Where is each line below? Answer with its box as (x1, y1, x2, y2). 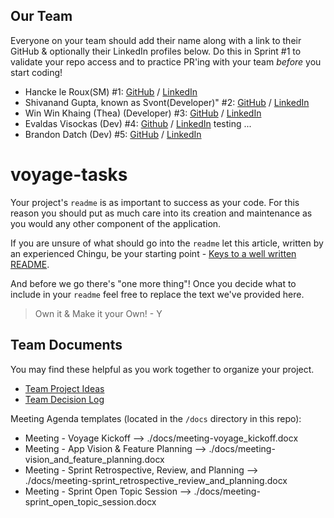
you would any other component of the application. (10, 217, 222, 229)
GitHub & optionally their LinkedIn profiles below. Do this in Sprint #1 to (10, 45, 302, 57)
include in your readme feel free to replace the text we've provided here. (10, 288, 305, 300)
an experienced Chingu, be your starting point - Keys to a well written (10, 247, 297, 259)
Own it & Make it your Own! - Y (34, 307, 163, 319)
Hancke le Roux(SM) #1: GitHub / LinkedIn (24, 85, 198, 98)
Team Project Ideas (24, 382, 105, 394)
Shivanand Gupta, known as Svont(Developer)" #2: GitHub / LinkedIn (24, 96, 310, 108)
